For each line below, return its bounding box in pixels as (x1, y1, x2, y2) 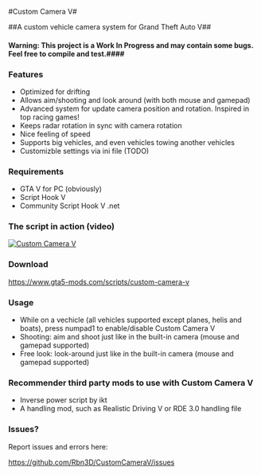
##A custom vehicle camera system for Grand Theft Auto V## (8, 22, 212, 31)
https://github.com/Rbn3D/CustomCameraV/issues (8, 457, 175, 467)
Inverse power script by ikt (19, 395, 107, 405)
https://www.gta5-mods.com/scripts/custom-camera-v (8, 277, 189, 286)
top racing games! (19, 112, 80, 122)
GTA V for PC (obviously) (19, 184, 102, 194)
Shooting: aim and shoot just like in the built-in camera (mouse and (19, 332, 240, 342)
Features (8, 69, 44, 80)
